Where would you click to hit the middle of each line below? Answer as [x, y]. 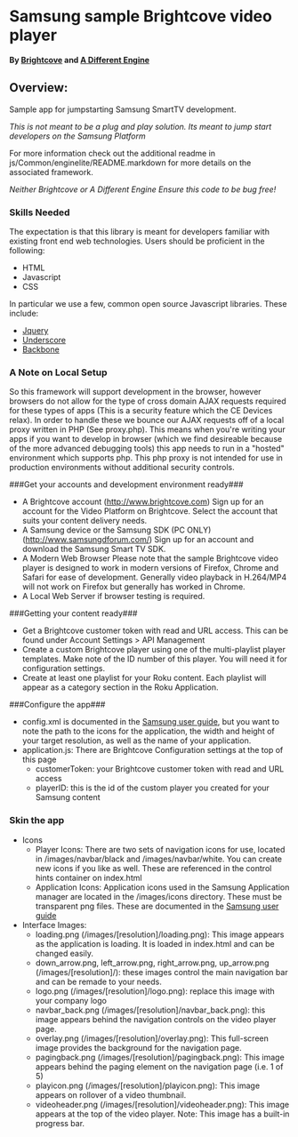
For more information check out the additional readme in [113, 153]
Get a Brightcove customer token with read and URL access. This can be [155, 631]
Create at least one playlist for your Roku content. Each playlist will [144, 678]
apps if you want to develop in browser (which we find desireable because [146, 439]
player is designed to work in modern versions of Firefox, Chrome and [150, 568]
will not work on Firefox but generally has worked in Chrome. [134, 587]
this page [39, 760]
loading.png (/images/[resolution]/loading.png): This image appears [160, 934]
